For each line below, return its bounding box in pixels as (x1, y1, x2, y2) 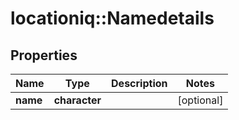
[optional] (177, 93, 224, 107)
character (53, 93, 102, 107)
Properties (10, 47, 78, 64)
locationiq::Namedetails (10, 7, 215, 30)
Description (111, 77, 168, 90)
